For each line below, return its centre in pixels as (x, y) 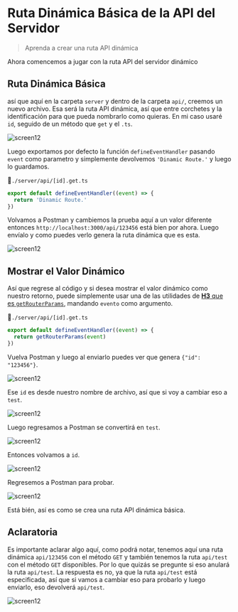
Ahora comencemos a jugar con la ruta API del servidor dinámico (103, 61)
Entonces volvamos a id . (44, 455)
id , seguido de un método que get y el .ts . (70, 124)
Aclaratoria (33, 532)
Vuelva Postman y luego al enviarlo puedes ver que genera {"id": (104, 357)
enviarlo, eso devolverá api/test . (56, 587)
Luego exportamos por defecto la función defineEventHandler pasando (111, 151)
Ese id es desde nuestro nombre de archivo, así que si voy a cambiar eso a (117, 392)
